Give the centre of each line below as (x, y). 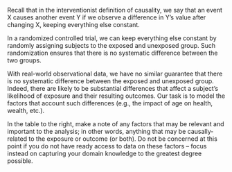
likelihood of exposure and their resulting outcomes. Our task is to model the (116, 96)
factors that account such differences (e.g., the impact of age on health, (110, 103)
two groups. (24, 60)
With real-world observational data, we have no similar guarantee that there (115, 74)
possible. (20, 161)
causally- (200, 131)
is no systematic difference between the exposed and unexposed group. (111, 81)
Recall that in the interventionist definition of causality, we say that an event (115, 10)
